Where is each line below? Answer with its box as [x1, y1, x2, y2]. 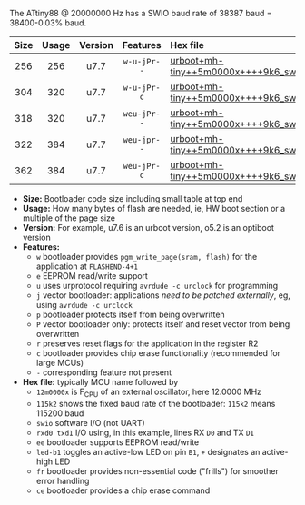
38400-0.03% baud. [9, 17, 87, 28]
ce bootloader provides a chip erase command [35, 485, 211, 496]
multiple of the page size [22, 213, 116, 223]
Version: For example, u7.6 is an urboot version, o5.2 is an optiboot [22, 223, 275, 233]
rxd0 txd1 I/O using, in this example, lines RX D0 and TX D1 [35, 427, 254, 438]
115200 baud [35, 408, 84, 419]
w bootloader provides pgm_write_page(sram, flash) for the [35, 252, 258, 262]
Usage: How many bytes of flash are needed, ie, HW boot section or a [22, 203, 286, 213]
